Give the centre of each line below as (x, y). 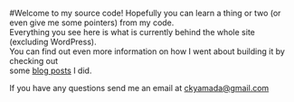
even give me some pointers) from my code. (92, 23)
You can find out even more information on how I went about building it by (147, 51)
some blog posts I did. (51, 70)
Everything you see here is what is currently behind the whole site (132, 32)
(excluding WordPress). (53, 42)
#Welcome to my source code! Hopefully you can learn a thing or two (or (145, 13)
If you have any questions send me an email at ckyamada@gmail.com (139, 88)
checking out (34, 61)
